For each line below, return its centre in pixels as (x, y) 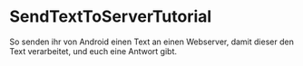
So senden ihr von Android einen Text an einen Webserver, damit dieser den (152, 42)
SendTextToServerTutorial (111, 17)
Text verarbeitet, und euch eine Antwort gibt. (93, 51)
